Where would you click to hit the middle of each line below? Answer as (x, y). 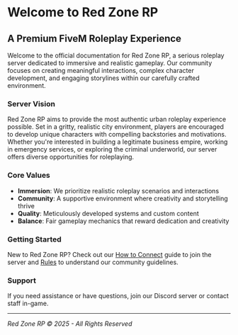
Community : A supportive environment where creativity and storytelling (123, 198)
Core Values (29, 176)
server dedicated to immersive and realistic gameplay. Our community (110, 63)
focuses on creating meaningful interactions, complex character (101, 70)
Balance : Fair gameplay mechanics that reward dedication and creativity (123, 221)
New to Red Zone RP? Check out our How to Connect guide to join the (109, 254)
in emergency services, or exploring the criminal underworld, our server (112, 149)
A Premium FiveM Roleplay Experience (95, 39)
